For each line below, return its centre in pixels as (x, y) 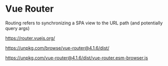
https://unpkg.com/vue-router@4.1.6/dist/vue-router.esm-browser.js (77, 58)
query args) (18, 28)
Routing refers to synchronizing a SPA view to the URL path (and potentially (84, 23)
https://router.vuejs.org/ (30, 38)
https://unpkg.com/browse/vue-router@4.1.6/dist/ (57, 48)
